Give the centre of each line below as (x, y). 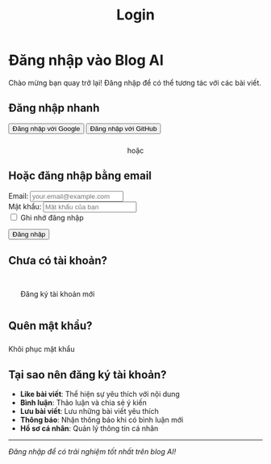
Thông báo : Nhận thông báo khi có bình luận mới (102, 420)
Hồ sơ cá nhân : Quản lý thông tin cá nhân (89, 428)
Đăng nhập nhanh (54, 108)
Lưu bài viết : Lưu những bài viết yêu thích (89, 411)
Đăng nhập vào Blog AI (86, 60)
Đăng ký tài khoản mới (58, 294)
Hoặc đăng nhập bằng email (80, 176)
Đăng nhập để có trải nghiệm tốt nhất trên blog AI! (92, 451)
